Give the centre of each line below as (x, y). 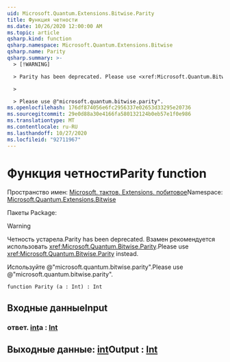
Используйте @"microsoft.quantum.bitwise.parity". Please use (95, 267)
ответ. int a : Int (33, 327)
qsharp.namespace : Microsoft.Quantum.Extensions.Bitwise (90, 45)
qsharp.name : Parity (37, 52)
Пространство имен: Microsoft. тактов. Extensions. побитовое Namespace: (115, 192)
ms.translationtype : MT (41, 120)
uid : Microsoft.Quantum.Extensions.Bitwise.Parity (81, 13)
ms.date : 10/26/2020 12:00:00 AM (55, 26)
